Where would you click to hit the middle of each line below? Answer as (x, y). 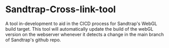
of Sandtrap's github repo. (33, 40)
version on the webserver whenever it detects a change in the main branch (85, 34)
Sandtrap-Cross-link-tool (61, 9)
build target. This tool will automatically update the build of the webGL (79, 29)
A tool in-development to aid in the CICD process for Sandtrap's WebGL (81, 23)
